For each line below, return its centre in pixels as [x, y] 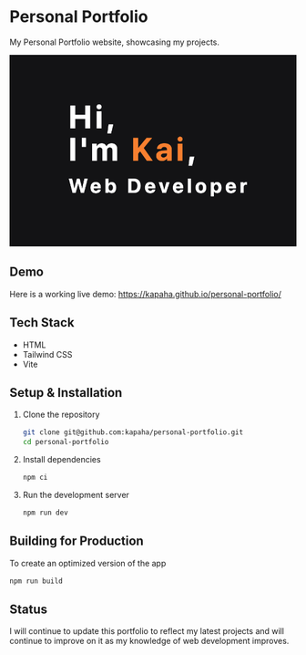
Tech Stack [42, 322]
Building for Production [76, 541]
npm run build [36, 581]
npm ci [35, 478]
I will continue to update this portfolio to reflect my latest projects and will [147, 631]
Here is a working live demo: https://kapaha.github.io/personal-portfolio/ [146, 294]
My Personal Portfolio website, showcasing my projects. [115, 42]
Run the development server [76, 495]
